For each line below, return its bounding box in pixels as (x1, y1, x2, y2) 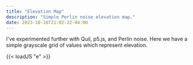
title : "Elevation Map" (6, 8, 65, 15)
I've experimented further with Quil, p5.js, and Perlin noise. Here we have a (6, 36, 188, 43)
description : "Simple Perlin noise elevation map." (6, 14, 135, 20)
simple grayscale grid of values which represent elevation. (6, 42, 148, 49)
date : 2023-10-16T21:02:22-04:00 (6, 19, 88, 25)
